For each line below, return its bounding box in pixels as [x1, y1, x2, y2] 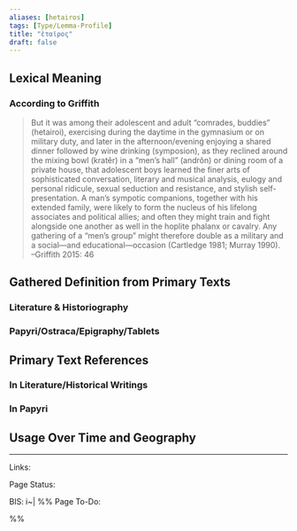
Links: [9, 462, 31, 472]
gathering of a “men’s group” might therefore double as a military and [30, 230, 285, 240]
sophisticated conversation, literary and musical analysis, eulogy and [30, 174, 283, 184]
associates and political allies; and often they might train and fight [30, 211, 270, 222]
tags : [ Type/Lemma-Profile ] [9, 21, 113, 30]
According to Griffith [9, 97, 100, 109]
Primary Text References [9, 352, 149, 368]
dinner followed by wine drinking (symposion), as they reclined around [30, 145, 288, 156]
